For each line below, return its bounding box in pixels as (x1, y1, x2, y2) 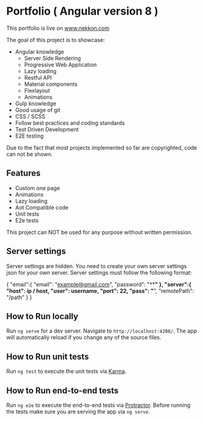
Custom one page (15, 184, 60, 191)
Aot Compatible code (15, 203, 69, 211)
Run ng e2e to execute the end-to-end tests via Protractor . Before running (6, 402, 191, 409)
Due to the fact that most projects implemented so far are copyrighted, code (6, 144, 198, 151)
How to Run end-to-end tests (6, 385, 119, 395)
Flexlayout (24, 87, 50, 94)
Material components (24, 80, 78, 88)
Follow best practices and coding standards (15, 119, 125, 126)
